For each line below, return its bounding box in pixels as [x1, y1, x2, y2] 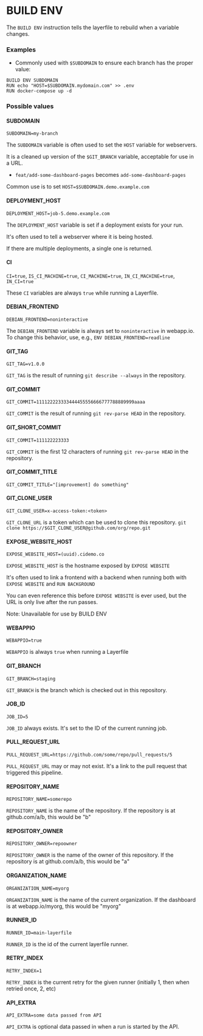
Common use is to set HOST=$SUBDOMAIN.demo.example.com [6, 183, 150, 190]
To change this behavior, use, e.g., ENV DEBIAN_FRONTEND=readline [6, 334, 170, 341]
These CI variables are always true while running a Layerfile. [6, 289, 159, 297]
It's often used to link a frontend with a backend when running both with [6, 574, 187, 581]
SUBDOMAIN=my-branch [6, 131, 59, 137]
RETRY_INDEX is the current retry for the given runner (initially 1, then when [6, 979, 190, 986]
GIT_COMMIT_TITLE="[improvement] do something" [6, 481, 129, 488]
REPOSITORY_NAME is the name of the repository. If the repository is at [6, 807, 176, 814]
